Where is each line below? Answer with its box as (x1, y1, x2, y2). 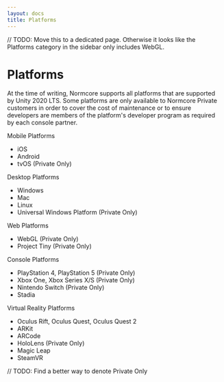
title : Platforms (7, 16, 57, 23)
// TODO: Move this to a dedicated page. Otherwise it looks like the (7, 35, 196, 43)
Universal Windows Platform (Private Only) (16, 208, 138, 216)
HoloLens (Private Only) (16, 339, 85, 348)
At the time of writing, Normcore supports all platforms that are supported (7, 89, 216, 98)
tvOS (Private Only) (16, 159, 72, 168)
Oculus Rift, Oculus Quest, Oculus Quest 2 (16, 317, 137, 326)
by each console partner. (7, 118, 77, 127)
